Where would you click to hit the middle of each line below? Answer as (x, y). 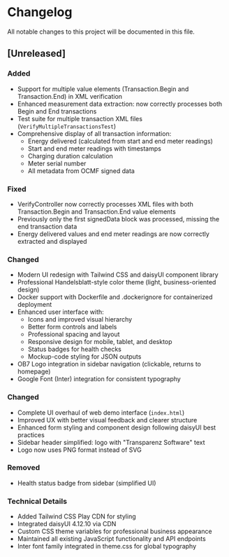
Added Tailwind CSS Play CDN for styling (76, 516)
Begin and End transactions (57, 111)
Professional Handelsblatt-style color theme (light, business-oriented (117, 282)
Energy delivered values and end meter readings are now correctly (113, 234)
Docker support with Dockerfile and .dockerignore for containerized (115, 297)
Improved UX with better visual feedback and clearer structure (107, 420)
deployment (35, 305)
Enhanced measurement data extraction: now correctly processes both (120, 104)
